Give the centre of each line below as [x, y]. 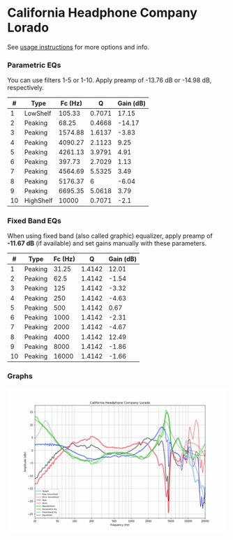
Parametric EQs [34, 65]
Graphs [20, 376]
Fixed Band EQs [34, 220]
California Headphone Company [102, 13]
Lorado [28, 28]
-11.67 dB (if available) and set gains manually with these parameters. [107, 243]
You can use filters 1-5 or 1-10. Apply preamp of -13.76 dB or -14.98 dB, [110, 80]
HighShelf [38, 201]
